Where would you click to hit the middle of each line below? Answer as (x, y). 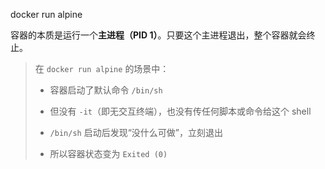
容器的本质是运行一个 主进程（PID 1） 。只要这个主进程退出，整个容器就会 (158, 35)
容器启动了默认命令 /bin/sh (106, 90)
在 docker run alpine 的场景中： (102, 68)
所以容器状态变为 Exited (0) (108, 153)
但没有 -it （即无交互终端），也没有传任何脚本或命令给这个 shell (180, 111)
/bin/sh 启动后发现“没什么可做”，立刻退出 (136, 132)
